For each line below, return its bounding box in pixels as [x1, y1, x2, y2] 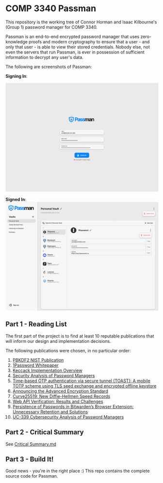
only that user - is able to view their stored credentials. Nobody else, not [5, 44, 150, 50]
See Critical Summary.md [5, 441, 56, 447]
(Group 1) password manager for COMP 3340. [5, 24, 98, 30]
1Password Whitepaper [12, 362, 59, 368]
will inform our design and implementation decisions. [5, 338, 111, 344]
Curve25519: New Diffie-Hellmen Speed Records [12, 393, 111, 399]
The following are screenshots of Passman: [5, 64, 92, 70]
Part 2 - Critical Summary [5, 428, 84, 436]
